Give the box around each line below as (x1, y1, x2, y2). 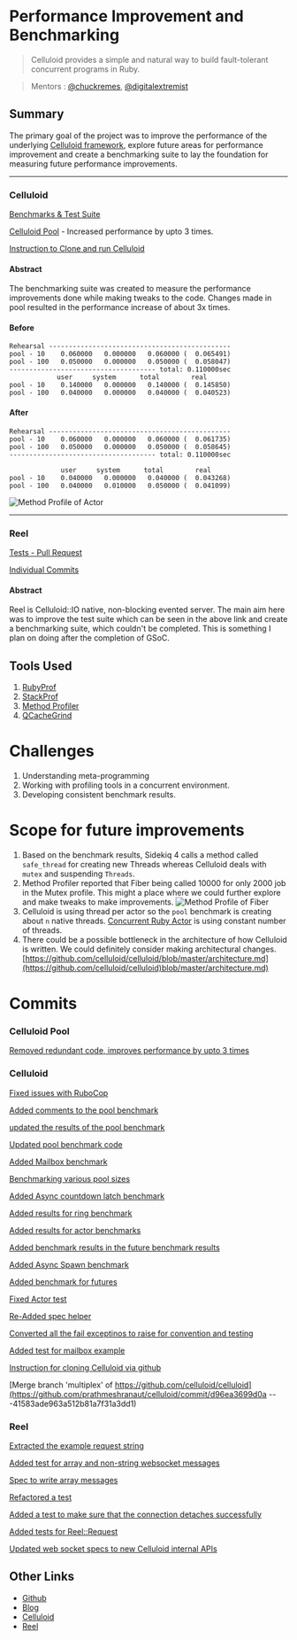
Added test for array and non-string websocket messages (9, 1457, 221, 1468)
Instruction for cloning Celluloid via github (9, 1362, 162, 1372)
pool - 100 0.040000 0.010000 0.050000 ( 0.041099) (9, 481, 232, 490)
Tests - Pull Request (9, 547, 82, 557)
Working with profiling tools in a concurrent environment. (21, 780, 230, 790)
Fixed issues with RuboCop (9, 1087, 109, 1098)
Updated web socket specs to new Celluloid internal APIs (9, 1543, 218, 1554)
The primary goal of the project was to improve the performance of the (9, 130, 268, 141)
